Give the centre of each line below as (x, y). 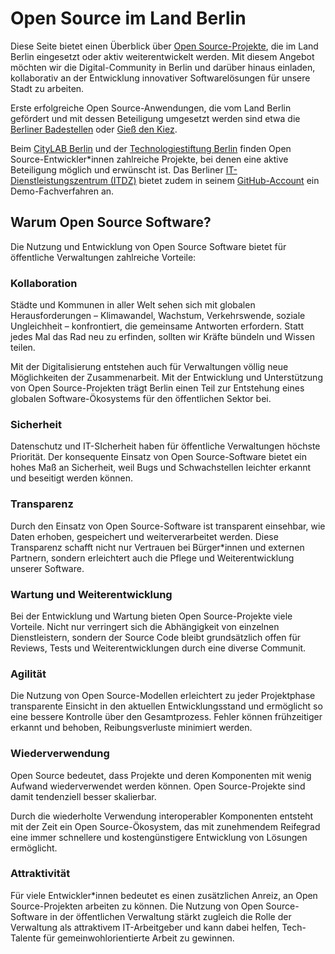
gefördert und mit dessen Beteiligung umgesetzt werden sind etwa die (155, 118)
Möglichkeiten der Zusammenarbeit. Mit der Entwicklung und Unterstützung (166, 378)
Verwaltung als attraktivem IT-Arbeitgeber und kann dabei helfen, (145, 927)
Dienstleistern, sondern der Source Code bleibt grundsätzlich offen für (156, 637)
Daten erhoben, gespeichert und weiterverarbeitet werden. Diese (144, 536)
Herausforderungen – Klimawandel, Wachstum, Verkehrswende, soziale (158, 316)
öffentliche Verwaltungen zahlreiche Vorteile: (103, 257)
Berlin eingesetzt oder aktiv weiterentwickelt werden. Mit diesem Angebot (162, 56)
